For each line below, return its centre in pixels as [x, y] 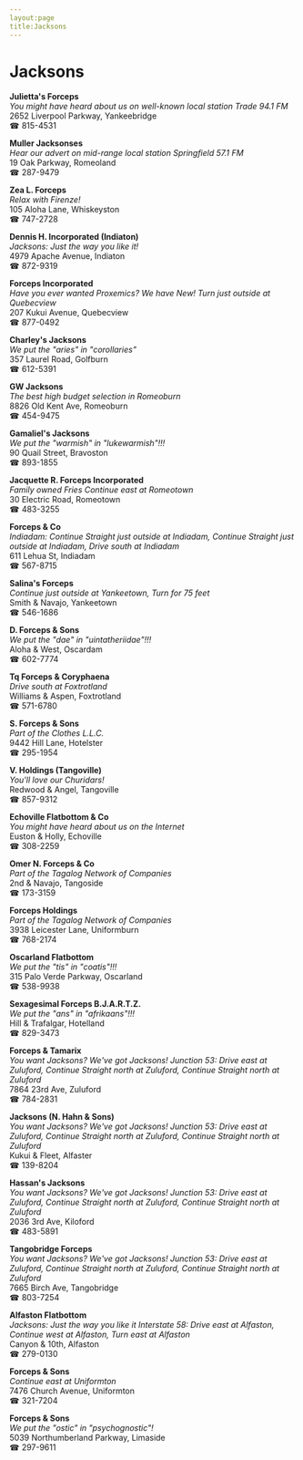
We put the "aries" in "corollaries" [73, 350]
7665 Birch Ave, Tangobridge [64, 1288]
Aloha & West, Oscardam [56, 649]
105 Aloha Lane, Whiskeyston [65, 210]
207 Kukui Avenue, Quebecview [69, 313]
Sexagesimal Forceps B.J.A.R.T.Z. [75, 1004]
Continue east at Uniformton [63, 1382]
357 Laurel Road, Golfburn [59, 359]
